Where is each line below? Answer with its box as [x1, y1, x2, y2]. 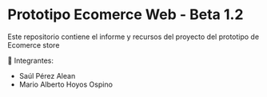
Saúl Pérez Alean [18, 71, 76, 80]
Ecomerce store [7, 40, 60, 49]
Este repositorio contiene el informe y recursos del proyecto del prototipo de [7, 32, 260, 41]
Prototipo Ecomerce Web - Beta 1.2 [7, 6, 244, 24]
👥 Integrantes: [7, 56, 54, 65]
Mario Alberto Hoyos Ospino [18, 80, 114, 89]
